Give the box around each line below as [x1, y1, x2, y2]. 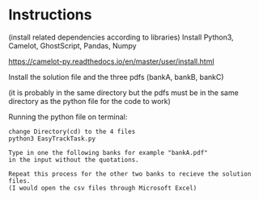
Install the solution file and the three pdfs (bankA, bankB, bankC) [8, 72, 224, 81]
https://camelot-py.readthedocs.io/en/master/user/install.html [8, 56, 214, 66]
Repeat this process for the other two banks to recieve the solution [8, 169, 252, 178]
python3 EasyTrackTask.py [8, 135, 96, 143]
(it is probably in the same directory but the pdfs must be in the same [8, 87, 239, 98]
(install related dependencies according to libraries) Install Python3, [8, 32, 234, 42]
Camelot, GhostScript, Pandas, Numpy [8, 40, 137, 50]
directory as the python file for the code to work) [8, 96, 172, 106]
